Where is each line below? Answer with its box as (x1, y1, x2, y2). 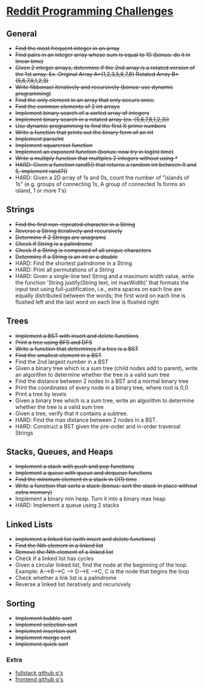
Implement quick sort (15, 640, 69, 648)
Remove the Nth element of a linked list (15, 548, 114, 556)
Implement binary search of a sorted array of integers (15, 110, 150, 116)
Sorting (6, 598, 35, 609)
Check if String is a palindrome (15, 240, 93, 247)
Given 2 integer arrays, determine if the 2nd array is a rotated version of (15, 64, 195, 71)
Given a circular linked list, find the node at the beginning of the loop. (15, 561, 188, 568)
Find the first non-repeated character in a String (15, 220, 135, 228)
